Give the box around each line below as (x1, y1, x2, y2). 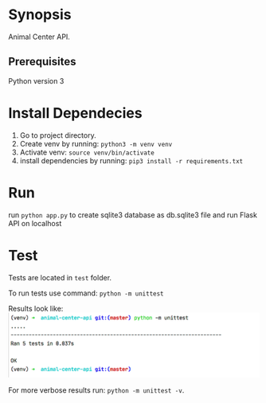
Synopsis (8, 6, 72, 24)
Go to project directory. (19, 130, 97, 140)
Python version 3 (8, 76, 65, 85)
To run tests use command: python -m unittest (8, 288, 165, 298)
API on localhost (8, 218, 62, 228)
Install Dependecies (8, 104, 143, 122)
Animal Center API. (8, 32, 70, 41)
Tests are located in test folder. (8, 272, 112, 282)
